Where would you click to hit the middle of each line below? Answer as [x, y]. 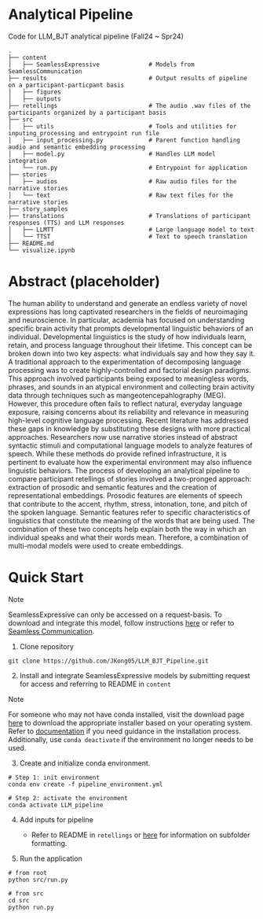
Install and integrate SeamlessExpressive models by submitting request [135, 675]
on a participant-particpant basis [66, 85]
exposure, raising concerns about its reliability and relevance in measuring [128, 412]
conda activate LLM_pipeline [56, 805]
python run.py [31, 907]
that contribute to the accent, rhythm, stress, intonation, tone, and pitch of [128, 504]
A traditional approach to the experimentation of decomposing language [125, 362]
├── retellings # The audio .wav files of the [130, 105]
